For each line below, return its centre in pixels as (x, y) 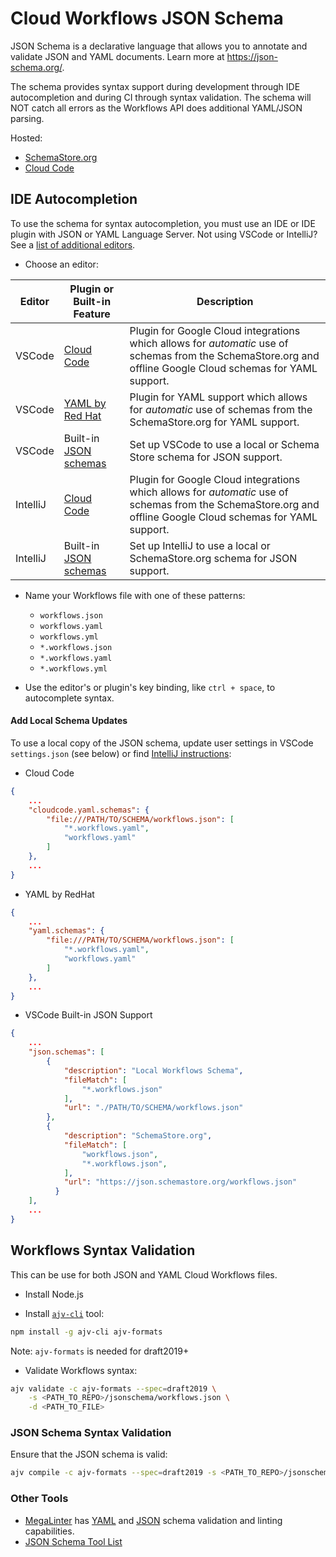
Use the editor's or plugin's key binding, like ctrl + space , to (150, 687)
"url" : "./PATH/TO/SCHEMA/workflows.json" (153, 1108)
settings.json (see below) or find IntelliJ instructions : (121, 753)
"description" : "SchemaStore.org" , (138, 1136)
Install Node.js (54, 1294)
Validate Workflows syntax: (81, 1370)
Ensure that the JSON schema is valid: (89, 1454)
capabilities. (49, 1531)
